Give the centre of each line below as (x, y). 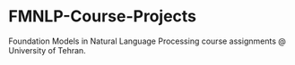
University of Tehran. (47, 50)
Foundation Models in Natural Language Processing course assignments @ (147, 41)
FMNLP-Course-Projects (103, 16)
